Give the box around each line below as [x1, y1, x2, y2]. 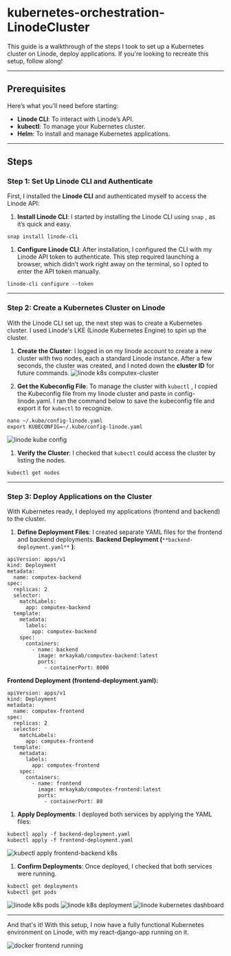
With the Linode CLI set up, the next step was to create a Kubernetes [7, 319, 203, 327]
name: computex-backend [13, 574, 81, 581]
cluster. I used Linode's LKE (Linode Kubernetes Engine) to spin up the [7, 326, 207, 334]
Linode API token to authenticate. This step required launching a [16, 253, 199, 261]
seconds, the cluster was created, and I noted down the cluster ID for [16, 361, 214, 370]
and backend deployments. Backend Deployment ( [16, 535, 163, 544]
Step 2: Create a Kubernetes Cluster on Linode [7, 303, 166, 312]
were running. [16, 869, 57, 878]
